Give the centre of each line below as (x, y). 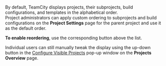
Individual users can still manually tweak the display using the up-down (78, 47)
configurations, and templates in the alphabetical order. (61, 12)
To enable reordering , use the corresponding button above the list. (74, 38)
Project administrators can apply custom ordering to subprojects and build (81, 18)
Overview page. (22, 58)
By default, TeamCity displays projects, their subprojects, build (69, 7)
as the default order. (26, 28)
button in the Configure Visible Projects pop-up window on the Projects (78, 53)
